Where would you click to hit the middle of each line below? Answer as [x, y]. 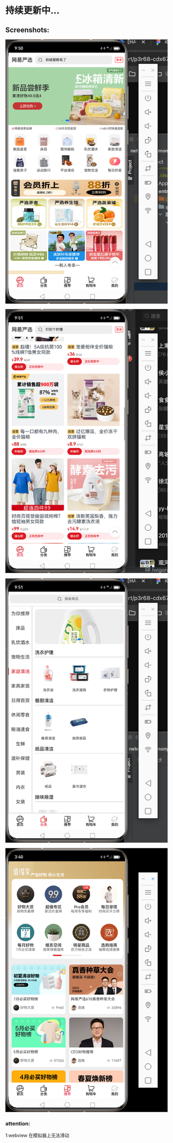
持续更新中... [33, 11]
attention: [18, 1123]
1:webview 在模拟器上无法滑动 [37, 1135]
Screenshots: [28, 30]
